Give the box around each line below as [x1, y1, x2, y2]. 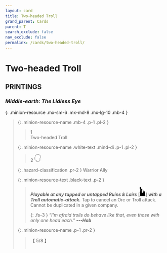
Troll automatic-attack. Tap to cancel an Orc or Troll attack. [30, 196, 157, 202]
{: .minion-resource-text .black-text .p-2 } [17, 177, 105, 183]
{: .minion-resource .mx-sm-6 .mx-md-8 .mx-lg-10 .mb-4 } [5, 109, 128, 115]
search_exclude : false [5, 29, 53, 35]
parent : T [5, 24, 26, 29]
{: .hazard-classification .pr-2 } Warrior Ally [17, 167, 108, 173]
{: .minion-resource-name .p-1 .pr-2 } [17, 227, 95, 233]
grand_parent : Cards [5, 19, 49, 24]
